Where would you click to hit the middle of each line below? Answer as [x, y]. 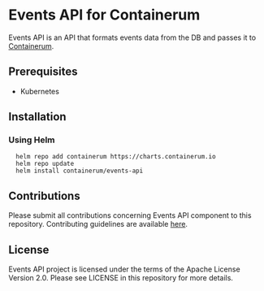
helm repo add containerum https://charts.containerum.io [116, 157]
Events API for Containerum [104, 15]
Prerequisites [43, 72]
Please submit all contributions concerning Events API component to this [130, 215]
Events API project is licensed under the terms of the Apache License [125, 269]
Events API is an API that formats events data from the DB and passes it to [132, 37]
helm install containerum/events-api [80, 171]
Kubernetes [39, 91]
